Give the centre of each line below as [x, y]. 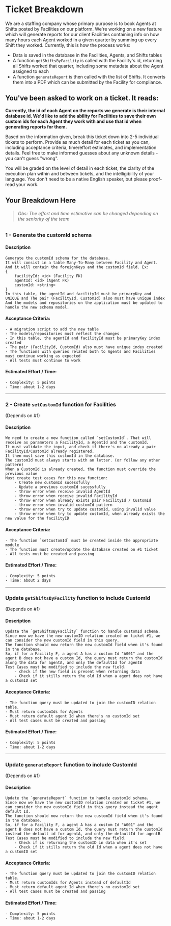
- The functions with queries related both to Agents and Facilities [81, 351]
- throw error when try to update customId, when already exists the [90, 514]
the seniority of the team [44, 219]
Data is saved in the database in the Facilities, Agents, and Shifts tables [87, 55]
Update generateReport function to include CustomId [71, 764]
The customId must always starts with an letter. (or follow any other [83, 460]
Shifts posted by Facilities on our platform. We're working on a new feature [83, 29]
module [12, 545]
